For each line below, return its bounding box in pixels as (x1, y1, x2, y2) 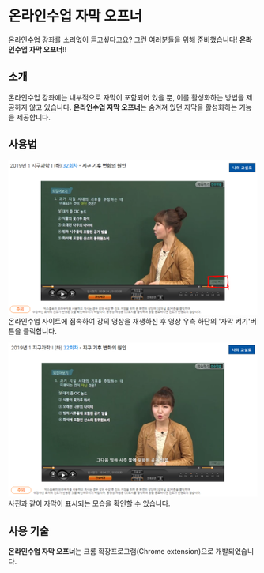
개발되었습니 (215, 546, 255, 556)
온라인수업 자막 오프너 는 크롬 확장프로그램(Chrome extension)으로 (8, 546, 214, 556)
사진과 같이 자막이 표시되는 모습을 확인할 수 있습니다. (8, 499, 171, 508)
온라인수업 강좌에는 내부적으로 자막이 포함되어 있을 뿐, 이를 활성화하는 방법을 (8, 92, 245, 102)
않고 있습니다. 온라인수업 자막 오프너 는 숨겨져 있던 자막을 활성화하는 (28, 102, 238, 111)
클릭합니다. (22, 326, 58, 336)
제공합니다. (16, 112, 51, 122)
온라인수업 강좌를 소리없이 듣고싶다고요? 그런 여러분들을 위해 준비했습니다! (8, 35, 238, 44)
